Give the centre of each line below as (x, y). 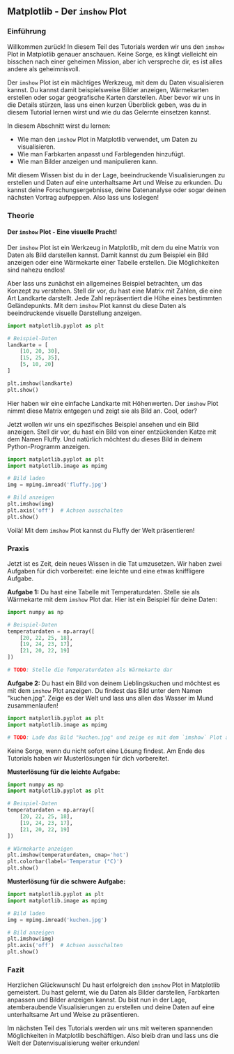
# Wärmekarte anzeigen (40, 849)
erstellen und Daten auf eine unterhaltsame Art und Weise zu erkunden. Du (115, 182)
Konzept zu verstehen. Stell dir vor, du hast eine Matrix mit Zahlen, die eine (115, 291)
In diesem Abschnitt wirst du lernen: (59, 126)
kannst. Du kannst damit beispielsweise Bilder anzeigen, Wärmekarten (108, 89)
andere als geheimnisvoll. (44, 68)
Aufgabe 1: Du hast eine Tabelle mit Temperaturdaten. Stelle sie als (103, 592)
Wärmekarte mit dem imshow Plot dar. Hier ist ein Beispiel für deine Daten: (112, 599)
